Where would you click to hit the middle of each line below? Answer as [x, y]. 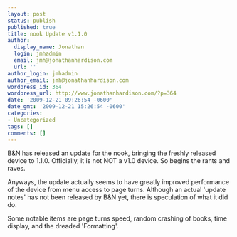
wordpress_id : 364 [35, 87]
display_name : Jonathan [49, 47]
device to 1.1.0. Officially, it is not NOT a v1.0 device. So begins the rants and [118, 161]
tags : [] [20, 126]
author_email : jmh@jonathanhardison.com [68, 80]
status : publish [31, 21]
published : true [31, 27]
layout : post [27, 14]
